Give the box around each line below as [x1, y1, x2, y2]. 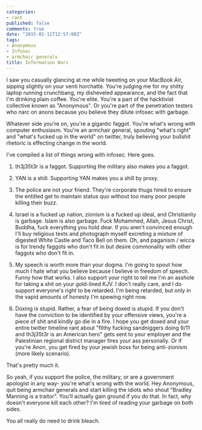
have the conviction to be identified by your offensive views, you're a [14, 311, 187, 318]
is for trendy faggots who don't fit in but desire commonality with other [14, 243, 191, 250]
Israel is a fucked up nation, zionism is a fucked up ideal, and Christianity [14, 210, 197, 218]
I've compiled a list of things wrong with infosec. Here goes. [6, 151, 156, 158]
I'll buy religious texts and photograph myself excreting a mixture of [14, 230, 183, 237]
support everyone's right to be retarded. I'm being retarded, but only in [14, 287, 191, 294]
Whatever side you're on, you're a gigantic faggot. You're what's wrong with [6, 120, 196, 127]
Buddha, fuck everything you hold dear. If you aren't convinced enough [14, 223, 193, 230]
